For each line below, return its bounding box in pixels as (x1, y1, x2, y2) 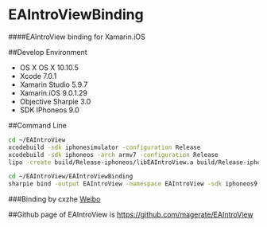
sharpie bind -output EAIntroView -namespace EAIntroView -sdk (8, 180, 222, 188)
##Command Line (8, 120, 68, 130)
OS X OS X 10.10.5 (19, 62, 79, 72)
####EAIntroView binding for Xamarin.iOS (8, 32, 145, 41)
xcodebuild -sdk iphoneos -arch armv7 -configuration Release (8, 151, 219, 159)
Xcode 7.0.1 (19, 71, 57, 80)
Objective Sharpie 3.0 (19, 96, 91, 106)
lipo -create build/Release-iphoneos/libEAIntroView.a (8, 158, 194, 166)
